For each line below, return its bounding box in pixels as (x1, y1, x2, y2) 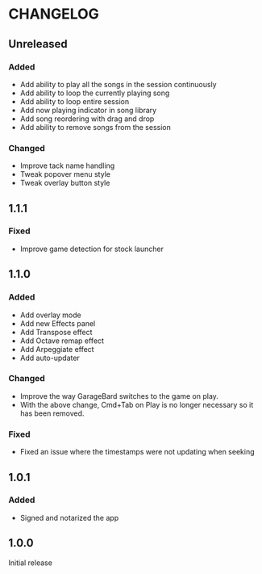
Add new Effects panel (19, 318, 96, 328)
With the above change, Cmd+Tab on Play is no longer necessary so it (19, 400, 254, 409)
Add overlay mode (19, 310, 82, 320)
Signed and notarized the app (19, 513, 119, 522)
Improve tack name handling (19, 161, 115, 170)
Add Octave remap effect (19, 336, 105, 346)
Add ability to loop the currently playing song (19, 88, 170, 98)
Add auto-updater (19, 353, 81, 362)
